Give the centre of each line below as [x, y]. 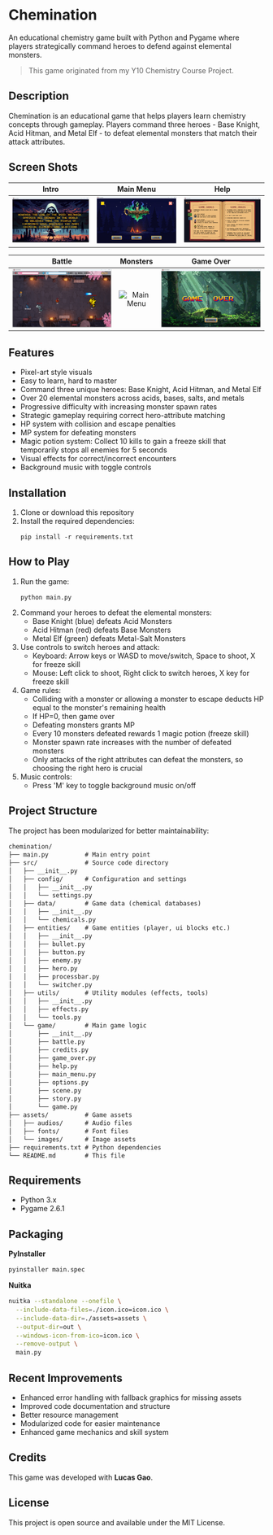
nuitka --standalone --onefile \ [65, 1302]
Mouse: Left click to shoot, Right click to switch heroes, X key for [141, 673]
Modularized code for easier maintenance [90, 1423]
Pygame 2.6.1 [42, 1209]
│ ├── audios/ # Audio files [70, 1123]
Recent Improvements [66, 1378]
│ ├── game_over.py [52, 1058]
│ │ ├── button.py [47, 952]
